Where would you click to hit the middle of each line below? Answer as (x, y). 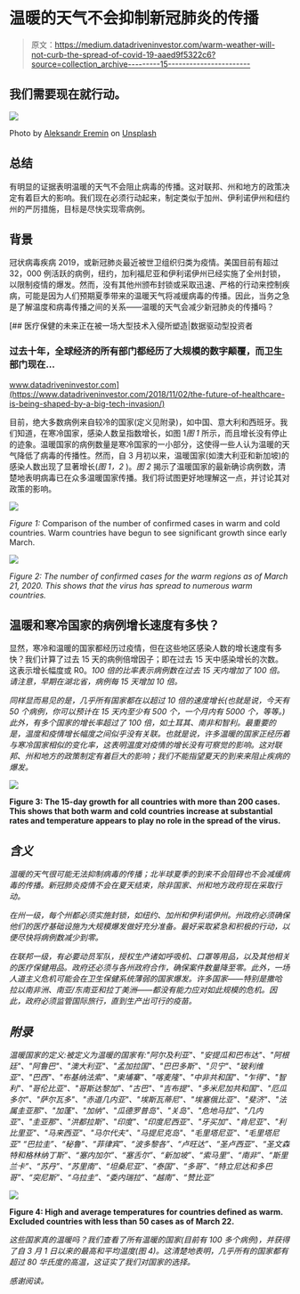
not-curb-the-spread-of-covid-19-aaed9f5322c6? (123, 54)
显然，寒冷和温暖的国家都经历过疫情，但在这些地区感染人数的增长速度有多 (146, 648)
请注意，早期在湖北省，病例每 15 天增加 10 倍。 (96, 681)
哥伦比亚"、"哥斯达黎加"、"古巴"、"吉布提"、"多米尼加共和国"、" (152, 1088)
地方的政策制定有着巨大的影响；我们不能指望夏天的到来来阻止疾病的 (165, 756)
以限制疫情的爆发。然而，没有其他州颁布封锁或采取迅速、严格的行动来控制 (146, 285)
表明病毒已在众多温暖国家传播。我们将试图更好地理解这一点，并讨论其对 (157, 477)
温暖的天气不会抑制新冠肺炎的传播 (134, 18)
